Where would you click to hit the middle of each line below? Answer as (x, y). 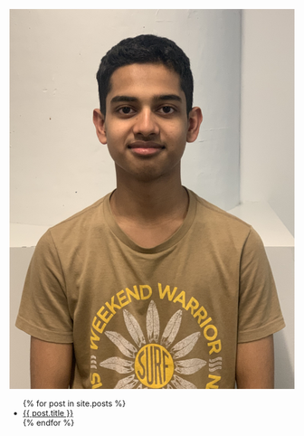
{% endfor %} (48, 422)
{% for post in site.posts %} (74, 403)
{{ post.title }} (48, 413)
